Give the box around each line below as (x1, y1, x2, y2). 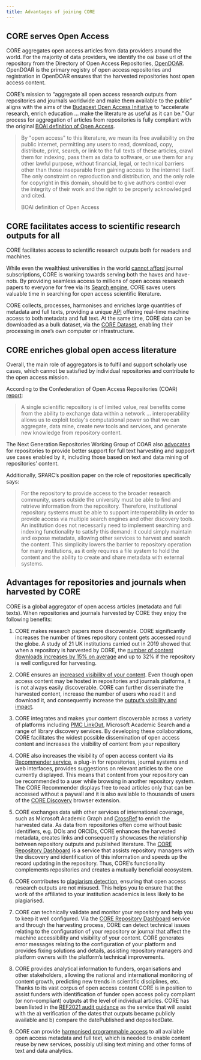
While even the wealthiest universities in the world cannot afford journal (6, 264, 184, 272)
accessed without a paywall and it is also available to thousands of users (14, 790, 195, 797)
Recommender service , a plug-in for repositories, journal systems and (14, 758, 188, 765)
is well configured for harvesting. (14, 659, 97, 666)
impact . (14, 703, 34, 710)
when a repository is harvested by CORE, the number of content (14, 646, 174, 653)
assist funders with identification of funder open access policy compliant (14, 990, 196, 997)
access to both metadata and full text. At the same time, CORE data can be (6, 314, 191, 322)
